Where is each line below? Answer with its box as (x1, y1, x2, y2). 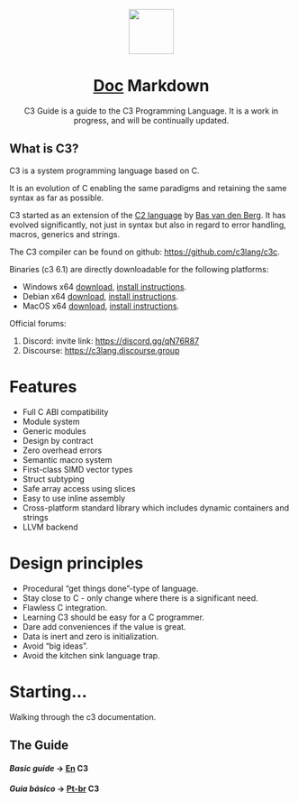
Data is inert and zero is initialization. (22, 631, 159, 641)
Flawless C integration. (22, 602, 108, 613)
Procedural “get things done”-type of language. (22, 583, 199, 594)
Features (9, 376, 77, 397)
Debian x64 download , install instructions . (22, 290, 178, 301)
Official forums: (9, 318, 67, 328)
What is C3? (9, 141, 79, 157)
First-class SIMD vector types (22, 464, 133, 475)
